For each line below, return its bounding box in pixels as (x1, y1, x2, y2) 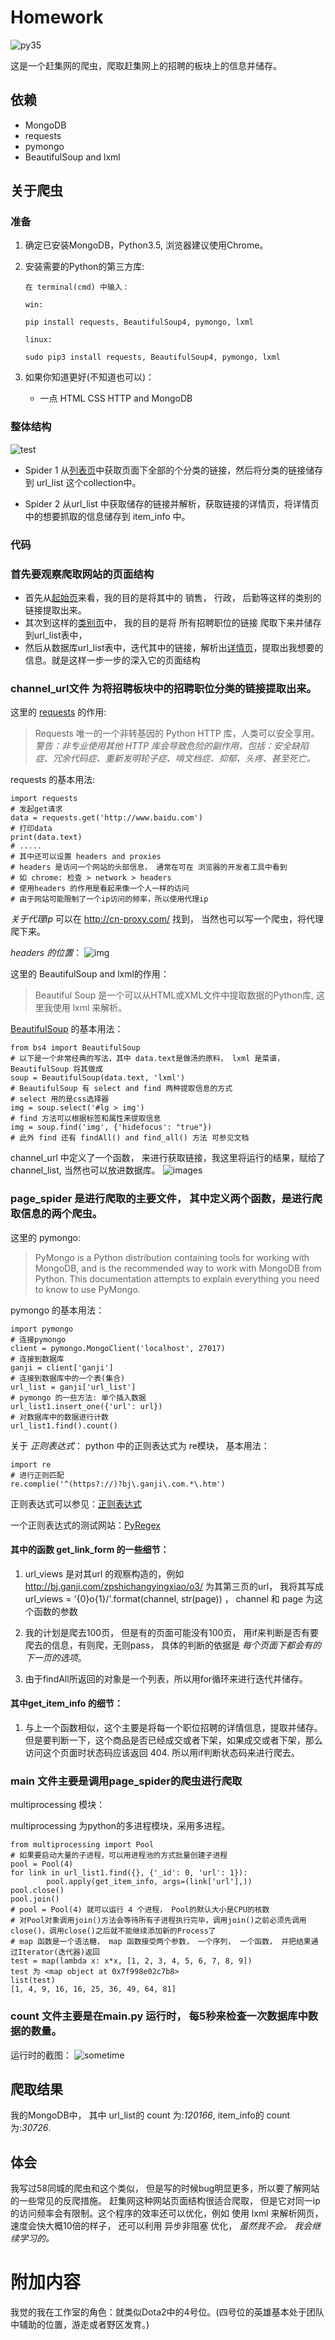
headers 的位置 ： (10, 947, 83, 959)
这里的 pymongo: (10, 1231, 82, 1243)
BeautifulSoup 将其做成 (10, 1064, 103, 1075)
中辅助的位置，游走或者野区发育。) (10, 2319, 150, 2331)
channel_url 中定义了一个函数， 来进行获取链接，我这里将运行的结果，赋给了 (10, 1152, 326, 1164)
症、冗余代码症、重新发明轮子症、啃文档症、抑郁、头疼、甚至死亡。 (34, 752, 316, 765)
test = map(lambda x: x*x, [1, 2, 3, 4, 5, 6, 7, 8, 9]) (10, 1956, 253, 1966)
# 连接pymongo (10, 1334, 67, 1345)
